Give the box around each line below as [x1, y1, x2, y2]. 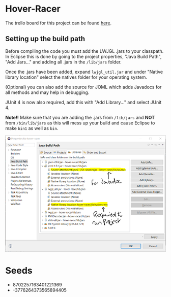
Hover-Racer [5, 3, 61, 15]
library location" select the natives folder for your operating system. [5, 74, 148, 80]
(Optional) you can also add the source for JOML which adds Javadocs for [5, 84, 162, 90]
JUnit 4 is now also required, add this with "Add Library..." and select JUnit [5, 99, 162, 105]
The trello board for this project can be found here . [5, 20, 112, 26]
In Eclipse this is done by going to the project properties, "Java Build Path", [5, 53, 162, 59]
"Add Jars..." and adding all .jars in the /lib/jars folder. [5, 59, 122, 65]
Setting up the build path [5, 35, 85, 43]
